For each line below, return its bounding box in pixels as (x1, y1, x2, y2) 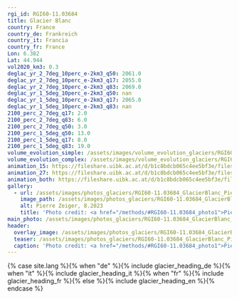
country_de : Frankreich (7, 30, 78, 38)
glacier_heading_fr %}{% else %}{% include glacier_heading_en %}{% (7, 277, 216, 285)
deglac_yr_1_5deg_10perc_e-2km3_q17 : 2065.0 (7, 97, 142, 104)
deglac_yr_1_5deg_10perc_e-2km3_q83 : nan (7, 103, 132, 110)
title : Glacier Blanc (7, 17, 72, 24)
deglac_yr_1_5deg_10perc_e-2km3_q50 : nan (7, 90, 132, 97)
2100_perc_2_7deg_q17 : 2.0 (7, 110, 87, 117)
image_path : (20, 196, 55, 203)
